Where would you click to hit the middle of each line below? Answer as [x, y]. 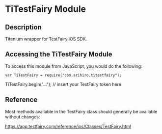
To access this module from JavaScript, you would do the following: [74, 66]
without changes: [23, 117]
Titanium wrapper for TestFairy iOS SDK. [46, 39]
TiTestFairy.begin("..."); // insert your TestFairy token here [63, 84]
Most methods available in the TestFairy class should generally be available [81, 111]
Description [23, 27]
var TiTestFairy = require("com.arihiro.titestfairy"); [63, 75]
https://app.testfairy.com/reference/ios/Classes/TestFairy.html [68, 126]
